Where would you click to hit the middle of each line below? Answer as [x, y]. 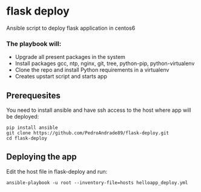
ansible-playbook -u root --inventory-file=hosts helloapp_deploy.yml [97, 183]
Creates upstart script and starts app [61, 77]
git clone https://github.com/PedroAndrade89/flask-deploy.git [88, 133]
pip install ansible [32, 128]
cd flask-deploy [27, 139]
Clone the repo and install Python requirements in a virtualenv [92, 70]
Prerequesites [33, 95]
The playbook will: [34, 44]
